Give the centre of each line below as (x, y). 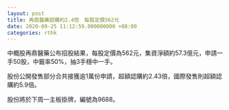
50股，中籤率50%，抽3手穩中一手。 (64, 62)
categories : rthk (32, 33)
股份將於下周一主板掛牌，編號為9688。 (63, 100)
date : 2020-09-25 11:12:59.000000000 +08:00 (72, 26)
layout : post (26, 13)
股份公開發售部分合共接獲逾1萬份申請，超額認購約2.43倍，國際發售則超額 (111, 76)
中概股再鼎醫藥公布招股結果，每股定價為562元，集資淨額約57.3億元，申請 (112, 53)
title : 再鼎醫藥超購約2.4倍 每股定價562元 (63, 20)
